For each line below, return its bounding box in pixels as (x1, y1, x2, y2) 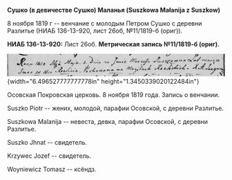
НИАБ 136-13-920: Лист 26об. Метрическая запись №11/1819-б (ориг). (7, 40, 220, 48)
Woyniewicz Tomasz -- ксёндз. (7, 165, 97, 174)
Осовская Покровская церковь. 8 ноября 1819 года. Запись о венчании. (7, 91, 220, 99)
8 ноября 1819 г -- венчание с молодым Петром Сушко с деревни (7, 19, 202, 27)
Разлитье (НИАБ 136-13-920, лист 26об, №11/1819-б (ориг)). (7, 27, 183, 35)
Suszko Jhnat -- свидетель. (7, 138, 88, 147)
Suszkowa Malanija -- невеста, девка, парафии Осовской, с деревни (7, 118, 209, 126)
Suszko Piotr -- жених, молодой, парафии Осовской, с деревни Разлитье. (7, 104, 224, 113)
